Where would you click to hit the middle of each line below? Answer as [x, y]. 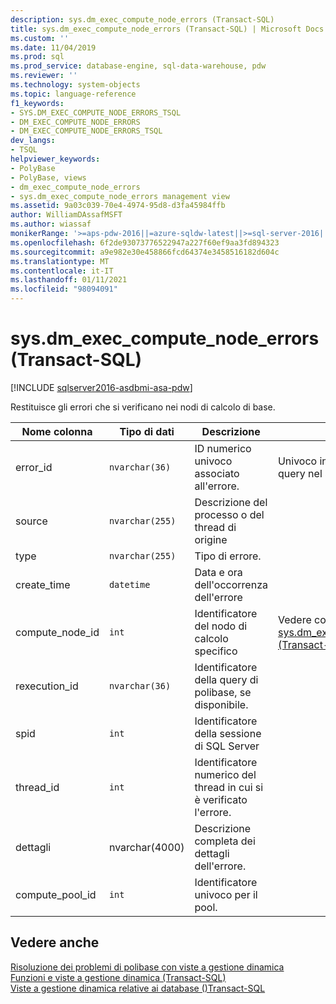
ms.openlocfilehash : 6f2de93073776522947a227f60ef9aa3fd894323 [145, 242]
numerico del [225, 774]
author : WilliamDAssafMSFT [66, 215]
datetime [129, 584]
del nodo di [221, 626]
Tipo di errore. [228, 556]
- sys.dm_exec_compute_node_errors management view [120, 196]
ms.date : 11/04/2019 [53, 47]
